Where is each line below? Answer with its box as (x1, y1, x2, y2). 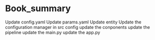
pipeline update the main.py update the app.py (5, 29, 101, 35)
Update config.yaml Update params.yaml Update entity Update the (5, 19, 142, 25)
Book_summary (5, 3, 71, 14)
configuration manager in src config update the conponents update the (5, 24, 150, 30)
